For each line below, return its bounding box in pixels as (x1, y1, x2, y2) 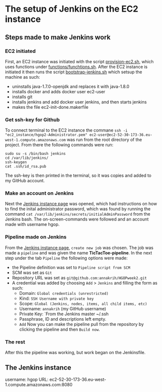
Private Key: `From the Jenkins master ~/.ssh (19, 311, 109, 317)
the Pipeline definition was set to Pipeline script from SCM (12, 264, 131, 270)
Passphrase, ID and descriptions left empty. (19, 316, 106, 322)
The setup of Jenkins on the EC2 (5, 3, 139, 15)
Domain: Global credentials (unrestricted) (19, 290, 109, 296)
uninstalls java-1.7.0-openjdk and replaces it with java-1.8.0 (12, 84, 130, 89)
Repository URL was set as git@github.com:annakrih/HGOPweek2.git (12, 274, 147, 280)
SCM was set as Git (12, 270, 52, 275)
